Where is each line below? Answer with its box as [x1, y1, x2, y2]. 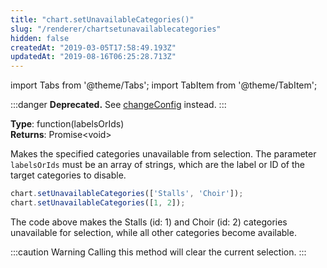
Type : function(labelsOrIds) [10, 118, 125, 130]
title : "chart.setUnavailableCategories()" [10, 14, 195, 25]
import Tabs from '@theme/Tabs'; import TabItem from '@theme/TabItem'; [10, 79, 318, 91]
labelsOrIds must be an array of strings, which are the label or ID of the [10, 159, 306, 171]
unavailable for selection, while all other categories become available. [10, 226, 297, 238]
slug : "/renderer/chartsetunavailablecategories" [10, 24, 222, 34]
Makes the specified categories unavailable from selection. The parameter [10, 148, 317, 160]
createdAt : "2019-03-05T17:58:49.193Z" [10, 42, 177, 53]
